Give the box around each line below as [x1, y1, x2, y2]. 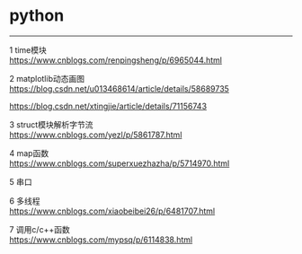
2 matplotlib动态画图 [9, 73, 85, 83]
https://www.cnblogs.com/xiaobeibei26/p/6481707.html [9, 206, 216, 216]
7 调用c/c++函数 [9, 223, 70, 234]
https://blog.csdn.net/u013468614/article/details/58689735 [9, 83, 229, 94]
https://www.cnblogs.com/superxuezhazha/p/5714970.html [9, 158, 230, 169]
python [9, 5, 65, 26]
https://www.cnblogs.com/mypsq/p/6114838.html [9, 234, 193, 245]
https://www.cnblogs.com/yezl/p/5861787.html [9, 129, 182, 140]
